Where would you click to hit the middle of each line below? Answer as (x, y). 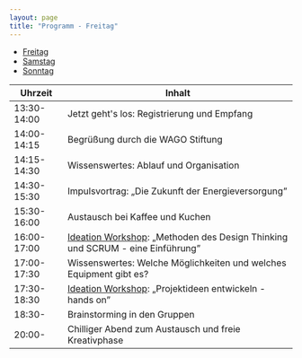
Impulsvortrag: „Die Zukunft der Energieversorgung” (177, 191)
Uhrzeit (36, 92)
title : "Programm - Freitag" (64, 26)
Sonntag (38, 70)
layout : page (34, 17)
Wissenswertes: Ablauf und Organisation (153, 165)
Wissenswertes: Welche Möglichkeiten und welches (177, 263)
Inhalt (178, 92)
